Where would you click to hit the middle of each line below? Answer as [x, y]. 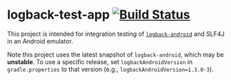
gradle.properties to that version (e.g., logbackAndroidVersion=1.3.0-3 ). [110, 69]
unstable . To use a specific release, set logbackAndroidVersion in [100, 61]
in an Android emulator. [40, 41]
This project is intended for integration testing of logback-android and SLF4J [116, 34]
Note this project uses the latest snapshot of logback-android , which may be [115, 54]
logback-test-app [59, 15]
